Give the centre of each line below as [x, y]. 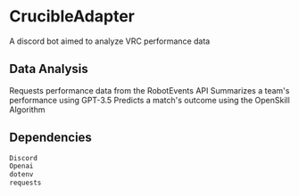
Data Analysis [49, 69]
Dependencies [50, 138]
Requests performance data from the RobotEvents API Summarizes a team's [149, 90]
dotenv [21, 175]
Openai [21, 167]
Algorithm [27, 110]
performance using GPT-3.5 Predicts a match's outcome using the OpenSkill [149, 100]
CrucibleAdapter [72, 16]
